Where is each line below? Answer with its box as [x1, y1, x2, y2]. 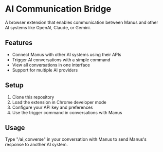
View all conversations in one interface [12, 62, 90, 68]
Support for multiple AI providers [12, 67, 78, 73]
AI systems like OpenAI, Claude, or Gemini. [5, 24, 91, 30]
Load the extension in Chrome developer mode [12, 99, 107, 105]
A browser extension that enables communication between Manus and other [5, 19, 158, 25]
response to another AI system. [5, 142, 68, 148]
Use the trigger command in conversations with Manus [12, 109, 123, 115]
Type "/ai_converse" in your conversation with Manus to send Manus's [5, 136, 147, 142]
